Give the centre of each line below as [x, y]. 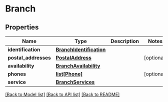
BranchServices [75, 82]
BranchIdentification [81, 49]
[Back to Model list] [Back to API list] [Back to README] [62, 94]
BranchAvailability [78, 66]
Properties [22, 27]
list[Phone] [69, 74]
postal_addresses [29, 58]
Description [125, 41]
